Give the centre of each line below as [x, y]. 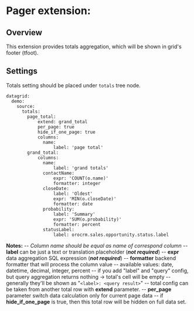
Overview [24, 33]
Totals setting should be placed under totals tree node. [73, 85]
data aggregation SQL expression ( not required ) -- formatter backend [91, 258]
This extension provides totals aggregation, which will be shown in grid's [94, 46]
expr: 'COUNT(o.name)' [81, 178]
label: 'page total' [78, 147]
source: [26, 106]
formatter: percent [77, 224]
